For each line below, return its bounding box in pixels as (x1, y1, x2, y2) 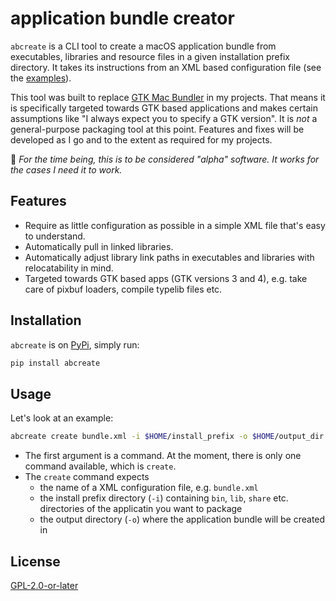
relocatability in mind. (24, 262, 114, 274)
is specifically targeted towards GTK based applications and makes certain (10, 102, 318, 114)
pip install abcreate (10, 358, 101, 368)
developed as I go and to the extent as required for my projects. (10, 133, 273, 146)
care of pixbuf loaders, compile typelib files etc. (24, 283, 223, 295)
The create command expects (24, 471, 150, 483)
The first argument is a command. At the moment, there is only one (24, 450, 302, 462)
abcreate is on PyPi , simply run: (10, 338, 140, 351)
